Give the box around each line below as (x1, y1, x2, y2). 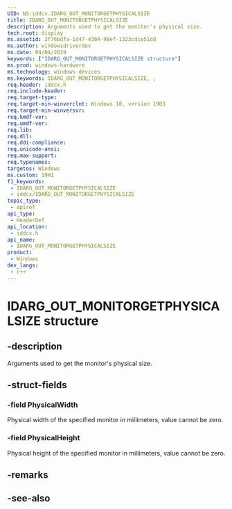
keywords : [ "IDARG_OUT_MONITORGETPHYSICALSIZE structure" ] (7, 56, 181, 62)
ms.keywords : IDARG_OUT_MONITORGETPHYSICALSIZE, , (7, 74, 157, 82)
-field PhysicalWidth (7, 400, 78, 410)
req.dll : (7, 133, 33, 140)
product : (7, 249, 33, 256)
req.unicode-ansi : (7, 146, 60, 153)
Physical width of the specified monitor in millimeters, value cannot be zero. (7, 416, 224, 424)
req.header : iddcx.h (7, 81, 67, 88)
